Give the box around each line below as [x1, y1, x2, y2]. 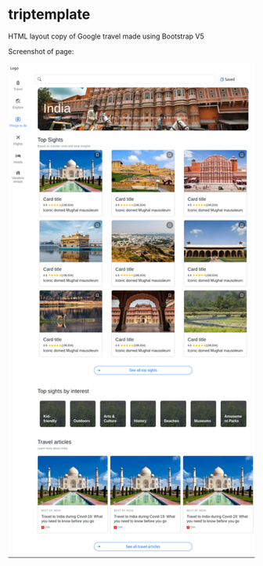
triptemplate [8, 5, 91, 24]
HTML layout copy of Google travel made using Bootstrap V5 [8, 31, 205, 41]
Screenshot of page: [8, 46, 74, 56]
